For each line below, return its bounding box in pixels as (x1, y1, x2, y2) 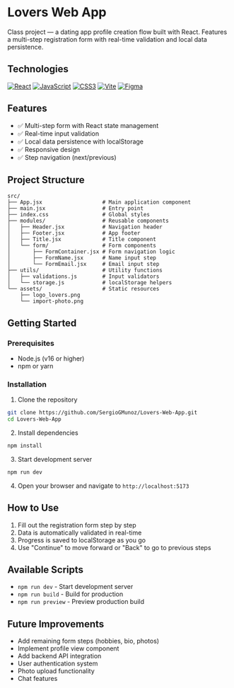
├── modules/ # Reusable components (7, 217, 170, 225)
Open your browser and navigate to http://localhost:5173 (17, 482, 189, 490)
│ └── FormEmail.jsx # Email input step (7, 261, 160, 268)
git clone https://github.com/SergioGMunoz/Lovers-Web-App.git (7, 409, 198, 416)
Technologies (7, 63, 69, 75)
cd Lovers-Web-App (7, 416, 62, 423)
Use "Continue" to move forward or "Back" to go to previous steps (17, 543, 211, 552)
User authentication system (17, 659, 98, 668)
